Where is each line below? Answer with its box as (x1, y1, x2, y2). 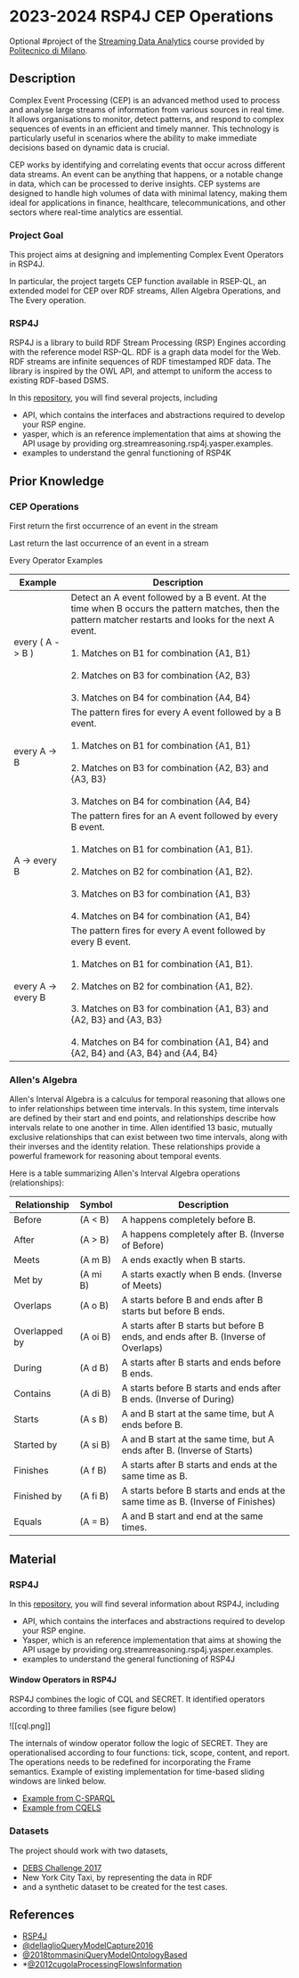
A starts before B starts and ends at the (121, 1484, 286, 1497)
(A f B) (79, 1465, 107, 1477)
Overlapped (13, 1326, 64, 1338)
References (9, 1907, 75, 1922)
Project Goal (9, 229, 64, 242)
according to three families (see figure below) (9, 1703, 176, 1714)
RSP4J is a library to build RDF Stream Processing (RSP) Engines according (9, 337, 287, 349)
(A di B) (79, 1388, 111, 1400)
